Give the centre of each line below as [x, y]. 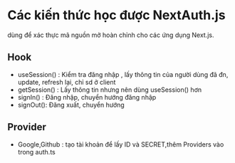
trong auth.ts [36, 152]
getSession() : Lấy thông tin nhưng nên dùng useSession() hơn [110, 90]
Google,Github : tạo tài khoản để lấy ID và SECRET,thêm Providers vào [121, 144]
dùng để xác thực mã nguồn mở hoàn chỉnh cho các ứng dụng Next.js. [111, 35]
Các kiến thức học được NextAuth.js [116, 15]
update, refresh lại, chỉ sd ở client [67, 82]
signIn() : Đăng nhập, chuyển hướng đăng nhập [87, 97]
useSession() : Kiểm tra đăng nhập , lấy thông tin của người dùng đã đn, [123, 74]
